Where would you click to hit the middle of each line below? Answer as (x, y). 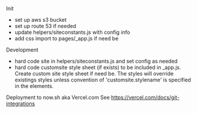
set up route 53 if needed (45, 26)
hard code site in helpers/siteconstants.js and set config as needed (96, 61)
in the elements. (34, 86)
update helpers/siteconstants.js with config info (72, 32)
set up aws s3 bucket (41, 20)
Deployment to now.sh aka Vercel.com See (58, 97)
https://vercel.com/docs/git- (145, 97)
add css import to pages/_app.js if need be (66, 38)
